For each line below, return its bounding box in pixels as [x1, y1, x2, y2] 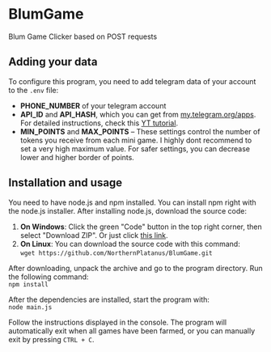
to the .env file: [8, 85, 59, 95]
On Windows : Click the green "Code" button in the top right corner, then [19, 222, 263, 231]
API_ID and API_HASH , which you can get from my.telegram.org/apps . [19, 109, 256, 119]
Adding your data [8, 55, 98, 69]
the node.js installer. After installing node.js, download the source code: [8, 206, 247, 215]
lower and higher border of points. [19, 152, 135, 162]
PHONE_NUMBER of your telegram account [19, 100, 167, 110]
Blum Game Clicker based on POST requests [8, 32, 158, 41]
